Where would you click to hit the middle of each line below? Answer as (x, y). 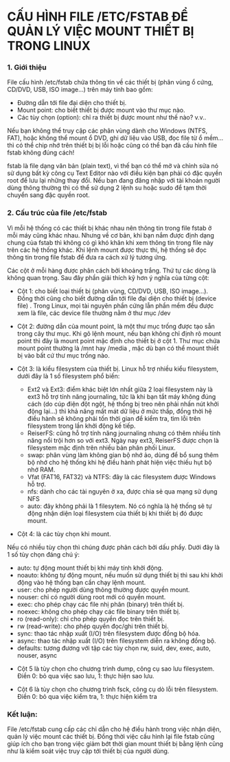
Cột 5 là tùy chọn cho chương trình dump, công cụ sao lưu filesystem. (116, 669)
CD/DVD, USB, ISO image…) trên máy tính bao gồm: (80, 90)
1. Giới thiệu (27, 67)
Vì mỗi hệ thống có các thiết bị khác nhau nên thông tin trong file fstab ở (110, 228)
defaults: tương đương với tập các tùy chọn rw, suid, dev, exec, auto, (114, 648)
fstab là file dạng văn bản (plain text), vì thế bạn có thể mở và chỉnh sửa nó (113, 166)
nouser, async (37, 655)
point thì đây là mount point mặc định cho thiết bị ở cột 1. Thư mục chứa (118, 340)
